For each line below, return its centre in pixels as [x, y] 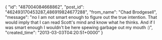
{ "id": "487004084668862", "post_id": [45, 7]
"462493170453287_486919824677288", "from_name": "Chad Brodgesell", [81, 12]
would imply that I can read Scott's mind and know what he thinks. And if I [80, 22]
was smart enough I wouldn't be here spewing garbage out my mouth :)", [79, 27]
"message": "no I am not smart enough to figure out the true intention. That [81, 17]
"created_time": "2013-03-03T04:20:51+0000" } [54, 33]
